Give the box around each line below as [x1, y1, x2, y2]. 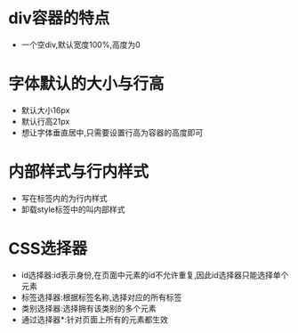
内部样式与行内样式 [8, 162, 149, 183]
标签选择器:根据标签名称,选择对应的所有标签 [20, 291, 182, 303]
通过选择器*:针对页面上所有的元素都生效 [20, 313, 168, 325]
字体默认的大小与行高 [8, 74, 165, 94]
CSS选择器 [8, 239, 88, 258]
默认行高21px [20, 116, 70, 126]
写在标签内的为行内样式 [20, 192, 108, 203]
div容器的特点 [8, 8, 110, 28]
